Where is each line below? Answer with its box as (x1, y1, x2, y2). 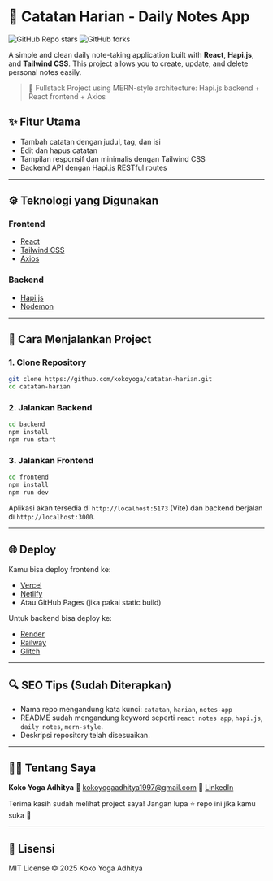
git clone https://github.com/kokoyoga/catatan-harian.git (8, 375, 213, 384)
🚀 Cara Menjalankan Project (8, 332, 152, 346)
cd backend (8, 420, 45, 429)
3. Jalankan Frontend (8, 455, 94, 467)
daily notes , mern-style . (19, 721, 104, 731)
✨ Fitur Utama (8, 115, 81, 129)
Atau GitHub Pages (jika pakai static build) (19, 597, 162, 607)
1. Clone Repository (8, 357, 87, 368)
